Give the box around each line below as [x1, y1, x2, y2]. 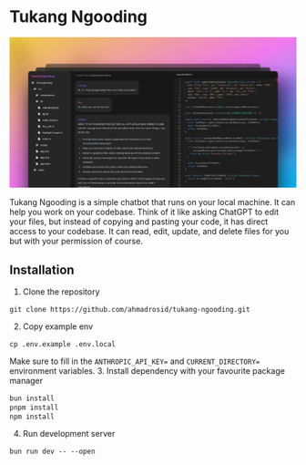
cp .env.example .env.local [9, 340, 117, 349]
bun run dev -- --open [9, 447, 96, 457]
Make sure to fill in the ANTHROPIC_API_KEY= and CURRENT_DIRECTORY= [9, 356, 260, 367]
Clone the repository [22, 286, 100, 297]
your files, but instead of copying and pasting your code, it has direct [9, 216, 269, 227]
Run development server [22, 429, 116, 439]
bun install [9, 394, 55, 403]
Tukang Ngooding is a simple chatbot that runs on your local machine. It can [9, 197, 296, 208]
